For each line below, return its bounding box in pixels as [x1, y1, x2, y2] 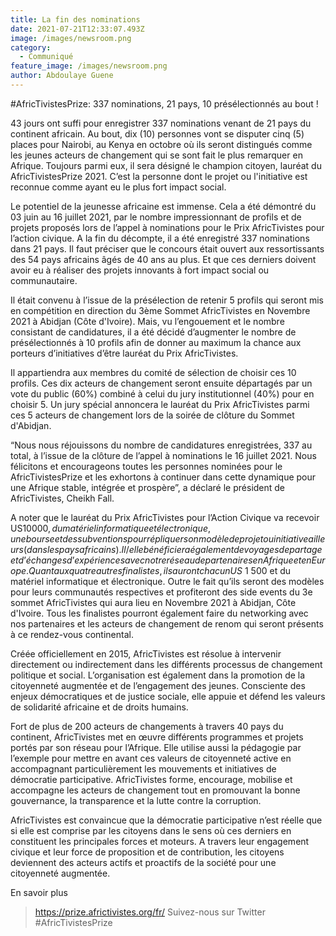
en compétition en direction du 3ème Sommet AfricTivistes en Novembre [10, 304, 311, 316]
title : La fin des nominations [10, 14, 141, 25]
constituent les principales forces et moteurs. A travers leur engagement [10, 835, 310, 847]
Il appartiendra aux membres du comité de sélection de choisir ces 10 [10, 366, 297, 378]
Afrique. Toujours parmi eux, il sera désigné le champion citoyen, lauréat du [10, 159, 322, 171]
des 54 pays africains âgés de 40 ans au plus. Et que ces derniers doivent [10, 253, 317, 265]
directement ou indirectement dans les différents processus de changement [10, 658, 323, 670]
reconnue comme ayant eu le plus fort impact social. [10, 181, 227, 193]
